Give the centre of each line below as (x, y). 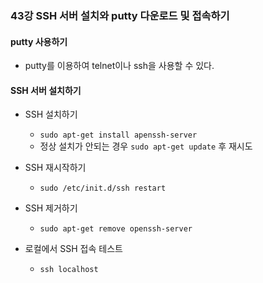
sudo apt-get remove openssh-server (116, 229)
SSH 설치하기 (51, 114)
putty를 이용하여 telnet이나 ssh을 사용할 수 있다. (119, 66)
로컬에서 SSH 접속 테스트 (73, 249)
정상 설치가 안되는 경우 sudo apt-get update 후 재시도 (146, 146)
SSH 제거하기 (51, 208)
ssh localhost (69, 270)
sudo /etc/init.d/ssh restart (103, 188)
